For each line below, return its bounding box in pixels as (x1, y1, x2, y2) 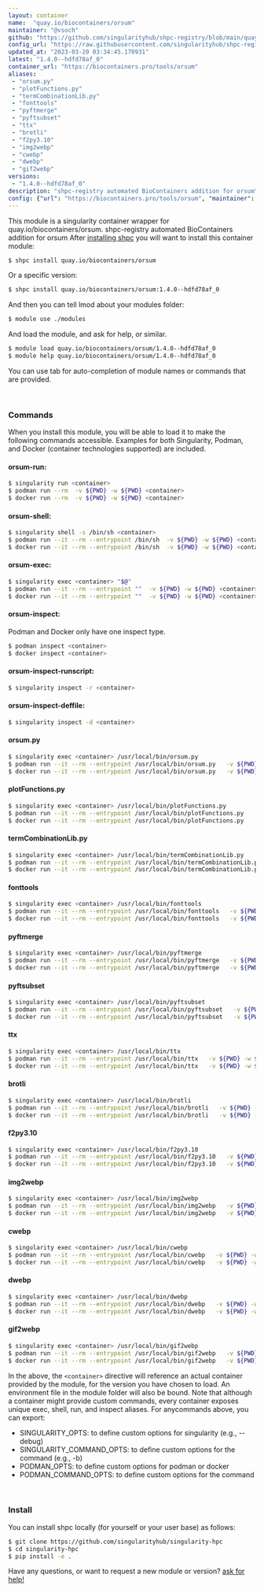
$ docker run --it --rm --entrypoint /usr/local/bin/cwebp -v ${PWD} (8, 1258, 247, 1266)
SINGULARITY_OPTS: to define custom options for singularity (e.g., (19, 1428, 237, 1437)
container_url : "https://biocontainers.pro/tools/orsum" (8, 63, 199, 71)
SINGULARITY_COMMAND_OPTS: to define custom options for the (19, 1445, 236, 1454)
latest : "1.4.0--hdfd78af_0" (8, 56, 104, 64)
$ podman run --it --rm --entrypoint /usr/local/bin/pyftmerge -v (8, 957, 237, 965)
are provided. (8, 375, 52, 384)
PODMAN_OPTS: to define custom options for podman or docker (19, 1461, 229, 1471)
